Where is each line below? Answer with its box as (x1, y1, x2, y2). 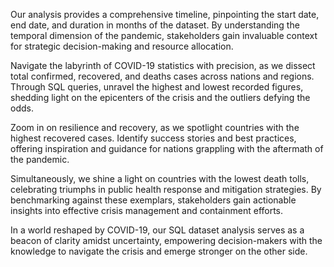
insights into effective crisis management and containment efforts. (10, 205, 284, 216)
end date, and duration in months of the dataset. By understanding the (10, 19, 300, 31)
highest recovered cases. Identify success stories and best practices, (10, 132, 297, 144)
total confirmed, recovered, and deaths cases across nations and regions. (10, 70, 315, 82)
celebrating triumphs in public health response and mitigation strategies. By (10, 184, 322, 195)
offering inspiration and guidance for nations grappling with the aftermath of (10, 143, 324, 154)
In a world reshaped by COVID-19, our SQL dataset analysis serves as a (10, 224, 305, 236)
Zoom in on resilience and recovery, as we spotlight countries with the (10, 122, 300, 133)
